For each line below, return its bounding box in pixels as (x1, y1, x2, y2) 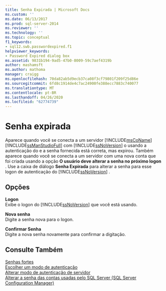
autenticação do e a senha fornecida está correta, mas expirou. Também (5, 148, 154, 154)
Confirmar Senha (5, 226, 41, 232)
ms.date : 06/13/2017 (5, 16, 48, 21)
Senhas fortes (5, 259, 34, 265)
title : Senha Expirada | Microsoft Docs (5, 7, 90, 12)
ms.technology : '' (5, 30, 43, 35)
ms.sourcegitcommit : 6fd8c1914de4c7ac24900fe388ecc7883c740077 (5, 81, 139, 86)
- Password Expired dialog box (5, 53, 70, 58)
